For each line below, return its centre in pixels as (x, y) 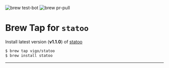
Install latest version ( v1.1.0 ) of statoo (44, 41)
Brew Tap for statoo (47, 28)
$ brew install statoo (29, 55)
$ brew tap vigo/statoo (30, 51)
